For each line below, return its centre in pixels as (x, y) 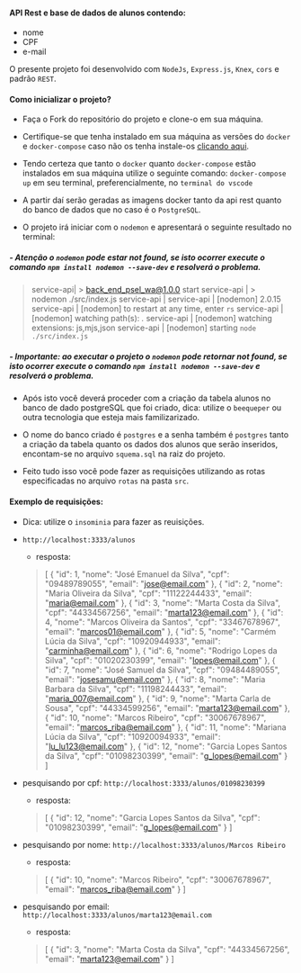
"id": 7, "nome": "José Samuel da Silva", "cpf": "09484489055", (162, 670)
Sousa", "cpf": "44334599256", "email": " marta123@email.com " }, (167, 707)
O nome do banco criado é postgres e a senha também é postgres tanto (155, 435)
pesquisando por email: (66, 906)
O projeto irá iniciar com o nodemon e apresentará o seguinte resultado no (157, 227)
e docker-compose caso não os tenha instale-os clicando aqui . (136, 146)
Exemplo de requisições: (56, 501)
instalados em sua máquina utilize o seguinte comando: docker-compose (154, 173)
